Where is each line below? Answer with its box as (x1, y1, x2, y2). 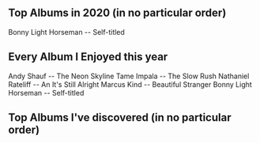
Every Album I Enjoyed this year (8, 51, 168, 64)
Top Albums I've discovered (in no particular (8, 111, 232, 125)
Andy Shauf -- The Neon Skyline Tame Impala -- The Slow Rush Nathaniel (8, 71, 250, 81)
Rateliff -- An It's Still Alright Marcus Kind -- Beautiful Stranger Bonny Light (8, 79, 253, 89)
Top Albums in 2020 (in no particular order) (8, 6, 227, 20)
